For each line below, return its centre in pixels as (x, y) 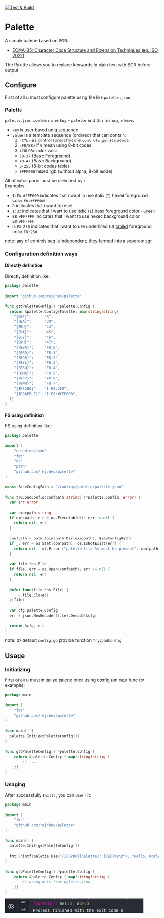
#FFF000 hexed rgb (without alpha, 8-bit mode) (66, 171)
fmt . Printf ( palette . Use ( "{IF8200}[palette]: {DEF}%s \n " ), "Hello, (78, 856)
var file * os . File (28, 564)
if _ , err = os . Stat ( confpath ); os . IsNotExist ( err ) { (65, 543)
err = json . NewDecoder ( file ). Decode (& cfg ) (53, 616)
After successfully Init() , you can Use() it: (48, 795)
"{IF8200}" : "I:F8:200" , (41, 389)
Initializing (18, 669)
